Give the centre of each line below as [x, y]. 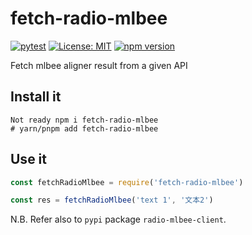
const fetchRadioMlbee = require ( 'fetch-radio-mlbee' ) [127, 182]
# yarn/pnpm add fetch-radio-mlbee [84, 128]
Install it [36, 97]
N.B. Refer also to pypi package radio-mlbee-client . [118, 219]
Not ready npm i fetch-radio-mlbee [84, 120]
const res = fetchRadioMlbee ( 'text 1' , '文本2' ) [112, 200]
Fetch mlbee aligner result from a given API [99, 65]
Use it [28, 159]
